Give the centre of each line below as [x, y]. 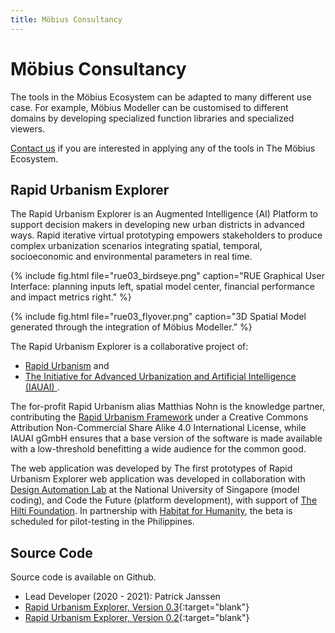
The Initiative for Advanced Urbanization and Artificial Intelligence [160, 377]
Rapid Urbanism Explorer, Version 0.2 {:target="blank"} [137, 618]
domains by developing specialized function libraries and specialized [152, 118]
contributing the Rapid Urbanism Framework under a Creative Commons [159, 417]
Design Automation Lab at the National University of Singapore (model [155, 490]
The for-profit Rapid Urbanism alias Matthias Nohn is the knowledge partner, [168, 407]
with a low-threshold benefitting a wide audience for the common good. [158, 449]
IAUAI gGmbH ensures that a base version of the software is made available [166, 438]
